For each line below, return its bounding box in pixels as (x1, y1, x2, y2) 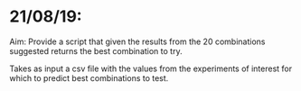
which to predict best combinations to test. (9, 72, 169, 83)
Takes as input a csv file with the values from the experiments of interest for (9, 63, 293, 74)
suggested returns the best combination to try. (9, 45, 183, 56)
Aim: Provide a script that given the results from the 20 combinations (9, 36, 266, 47)
